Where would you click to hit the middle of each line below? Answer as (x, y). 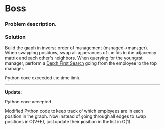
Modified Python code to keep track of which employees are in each (74, 111)
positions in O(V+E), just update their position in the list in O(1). (68, 122)
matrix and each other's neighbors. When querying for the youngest (74, 58)
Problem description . (31, 24)
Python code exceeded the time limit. (43, 78)
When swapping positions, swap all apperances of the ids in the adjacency (81, 53)
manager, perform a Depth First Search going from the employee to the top (81, 63)
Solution (15, 37)
